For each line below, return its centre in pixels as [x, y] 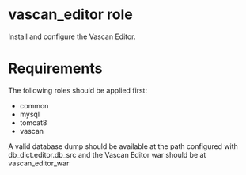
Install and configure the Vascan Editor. [72, 36]
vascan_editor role [70, 15]
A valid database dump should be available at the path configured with [123, 146]
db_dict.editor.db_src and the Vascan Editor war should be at [107, 154]
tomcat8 [33, 122]
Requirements [55, 68]
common [34, 105]
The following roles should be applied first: [78, 90]
